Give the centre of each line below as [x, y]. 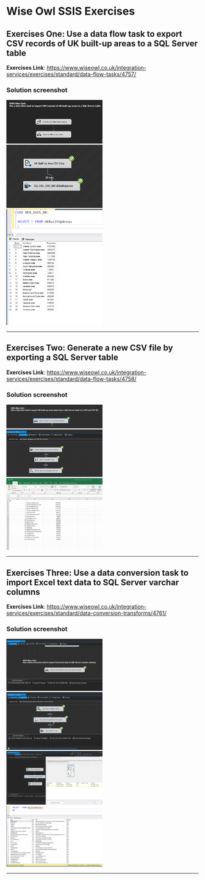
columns [23, 592]
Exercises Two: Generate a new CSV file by [90, 348]
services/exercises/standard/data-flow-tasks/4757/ [71, 74]
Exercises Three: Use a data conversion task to [98, 573]
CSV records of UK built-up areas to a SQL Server [102, 43]
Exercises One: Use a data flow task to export [94, 34]
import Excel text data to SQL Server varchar [93, 582]
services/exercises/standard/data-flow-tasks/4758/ [71, 378]
